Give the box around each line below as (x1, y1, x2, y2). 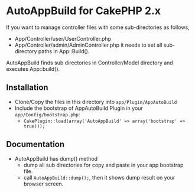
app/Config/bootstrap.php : (14, 110, 80, 118)
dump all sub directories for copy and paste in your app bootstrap (23, 161, 184, 168)
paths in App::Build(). (38, 47, 90, 54)
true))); (23, 123, 45, 129)
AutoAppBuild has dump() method (14, 155, 98, 162)
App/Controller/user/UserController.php (14, 35, 111, 42)
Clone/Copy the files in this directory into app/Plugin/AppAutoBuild (14, 98, 177, 105)
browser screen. (23, 180, 64, 187)
